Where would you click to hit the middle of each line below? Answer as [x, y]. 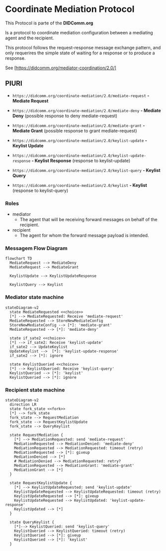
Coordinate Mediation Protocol [70, 9]
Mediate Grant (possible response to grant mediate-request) [75, 131]
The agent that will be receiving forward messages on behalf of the [88, 220]
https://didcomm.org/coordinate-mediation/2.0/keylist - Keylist [80, 185]
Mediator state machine [35, 297]
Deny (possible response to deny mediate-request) [65, 116]
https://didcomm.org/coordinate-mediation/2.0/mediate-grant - [79, 125]
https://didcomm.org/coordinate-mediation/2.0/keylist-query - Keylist [86, 170]
